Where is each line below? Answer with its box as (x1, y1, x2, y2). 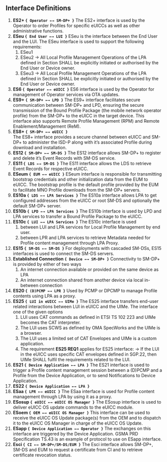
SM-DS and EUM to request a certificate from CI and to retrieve (12, 447, 143, 453)
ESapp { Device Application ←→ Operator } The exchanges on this (12, 425, 151, 431)
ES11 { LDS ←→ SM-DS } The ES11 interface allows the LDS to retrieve (12, 160, 152, 166)
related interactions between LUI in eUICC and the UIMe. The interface (12, 303, 158, 309)
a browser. (20, 330, 42, 336)
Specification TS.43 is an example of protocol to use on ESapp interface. (12, 436, 162, 442)
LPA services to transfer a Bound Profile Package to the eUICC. (12, 213, 143, 219)
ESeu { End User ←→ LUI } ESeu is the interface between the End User (12, 33, 158, 39)
